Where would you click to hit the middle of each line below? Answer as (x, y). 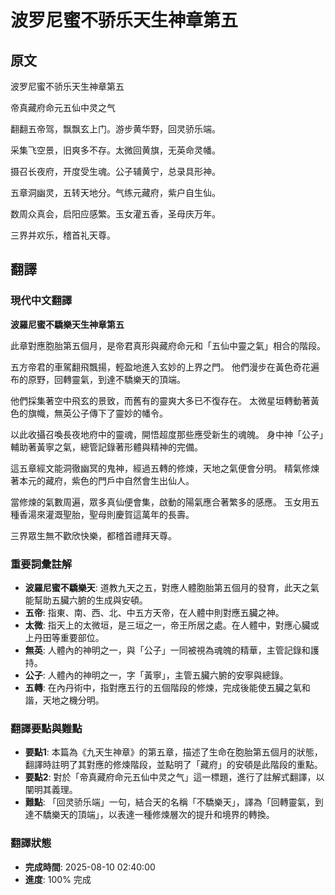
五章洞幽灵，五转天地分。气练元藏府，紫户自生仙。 (115, 192)
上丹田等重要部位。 (64, 637)
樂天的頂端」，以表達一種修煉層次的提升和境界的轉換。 (163, 815)
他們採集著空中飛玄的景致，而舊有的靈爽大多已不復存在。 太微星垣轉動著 (160, 400)
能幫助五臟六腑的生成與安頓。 (86, 600)
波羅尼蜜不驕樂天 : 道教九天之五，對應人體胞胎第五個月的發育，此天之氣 (172, 587)
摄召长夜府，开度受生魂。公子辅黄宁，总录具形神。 (115, 171)
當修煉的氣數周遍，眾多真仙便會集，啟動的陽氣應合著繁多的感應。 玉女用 (160, 502)
